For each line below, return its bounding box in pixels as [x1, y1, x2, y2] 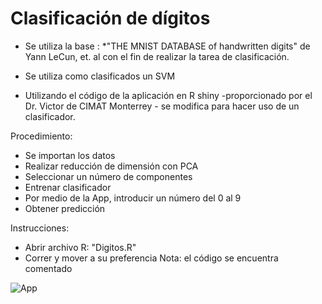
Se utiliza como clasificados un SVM [24, 70, 176, 82]
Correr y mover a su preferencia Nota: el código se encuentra [24, 252, 279, 264]
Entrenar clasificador [24, 181, 112, 193]
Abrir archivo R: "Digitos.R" [24, 241, 137, 253]
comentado [24, 262, 73, 274]
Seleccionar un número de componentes [24, 170, 193, 182]
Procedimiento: [10, 130, 73, 142]
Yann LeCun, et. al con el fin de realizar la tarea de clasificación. [24, 50, 290, 62]
